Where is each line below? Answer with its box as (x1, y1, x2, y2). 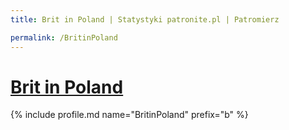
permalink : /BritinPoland (10, 32, 118, 43)
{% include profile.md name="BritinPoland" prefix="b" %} (10, 109, 249, 121)
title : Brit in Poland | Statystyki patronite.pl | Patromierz (10, 14, 280, 25)
